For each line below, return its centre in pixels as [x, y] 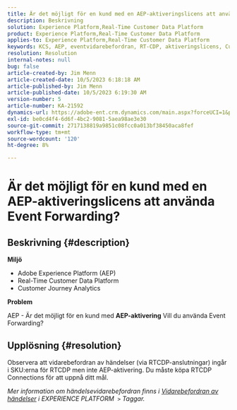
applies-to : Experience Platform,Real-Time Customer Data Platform [109, 40]
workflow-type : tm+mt [39, 132]
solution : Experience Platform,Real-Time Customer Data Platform [105, 27]
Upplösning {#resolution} [65, 345]
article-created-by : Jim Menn [52, 73]
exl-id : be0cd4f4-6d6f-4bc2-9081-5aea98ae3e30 [77, 119]
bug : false [23, 66]
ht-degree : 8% [28, 146]
